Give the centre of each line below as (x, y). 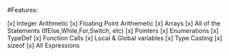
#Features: (23, 10)
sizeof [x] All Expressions (44, 45)
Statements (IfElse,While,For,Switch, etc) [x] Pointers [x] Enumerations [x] (113, 31)
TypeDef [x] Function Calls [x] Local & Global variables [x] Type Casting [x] (115, 38)
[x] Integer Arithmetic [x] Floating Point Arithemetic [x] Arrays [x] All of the (114, 23)
